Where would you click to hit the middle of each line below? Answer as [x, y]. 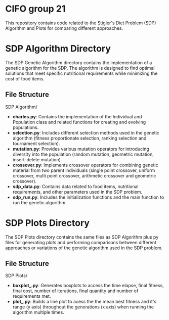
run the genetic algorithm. [39, 202]
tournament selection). [36, 143]
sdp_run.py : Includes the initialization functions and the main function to [88, 197]
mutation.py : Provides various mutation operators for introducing [81, 149]
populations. [26, 127]
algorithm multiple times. [38, 312]
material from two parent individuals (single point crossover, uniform [84, 170]
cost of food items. [25, 78]
